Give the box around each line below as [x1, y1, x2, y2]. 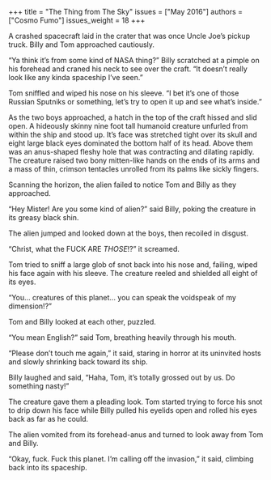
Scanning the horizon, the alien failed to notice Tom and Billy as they [8, 180, 237, 189]
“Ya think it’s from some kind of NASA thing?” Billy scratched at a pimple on [8, 56, 260, 65]
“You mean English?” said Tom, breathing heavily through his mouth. [8, 333, 237, 342]
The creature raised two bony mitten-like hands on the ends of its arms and [8, 155, 260, 165]
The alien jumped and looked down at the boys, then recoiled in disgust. [8, 228, 249, 238]
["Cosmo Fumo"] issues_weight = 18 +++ [8, 15, 146, 25]
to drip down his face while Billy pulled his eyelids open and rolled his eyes [8, 406, 257, 415]
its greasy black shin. [8, 213, 79, 222]
